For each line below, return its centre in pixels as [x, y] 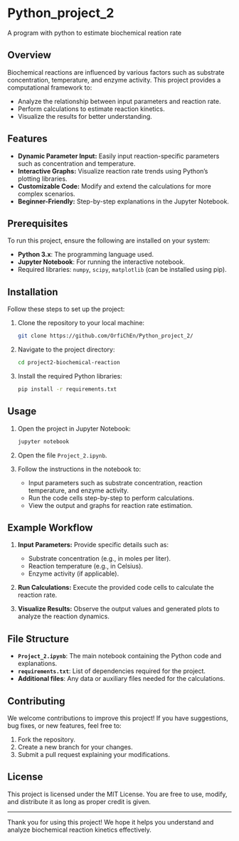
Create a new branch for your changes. [75, 747]
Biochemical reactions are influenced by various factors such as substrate [116, 72]
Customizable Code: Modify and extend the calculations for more [114, 186]
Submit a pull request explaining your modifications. [94, 754]
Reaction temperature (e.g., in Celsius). [86, 566]
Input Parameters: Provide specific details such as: [93, 545]
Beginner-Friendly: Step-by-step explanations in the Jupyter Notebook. [123, 201]
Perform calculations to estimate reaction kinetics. [91, 109]
